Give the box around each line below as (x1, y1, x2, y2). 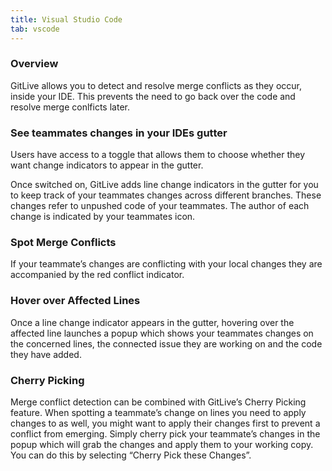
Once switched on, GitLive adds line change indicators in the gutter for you (10, 179, 319, 191)
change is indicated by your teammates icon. (10, 211, 196, 223)
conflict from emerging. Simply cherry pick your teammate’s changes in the (10, 427, 321, 440)
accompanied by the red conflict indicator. (10, 269, 185, 281)
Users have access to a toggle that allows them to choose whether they (10, 149, 306, 161)
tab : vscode (10, 24, 60, 34)
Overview (10, 57, 59, 71)
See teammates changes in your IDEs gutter (10, 126, 228, 140)
